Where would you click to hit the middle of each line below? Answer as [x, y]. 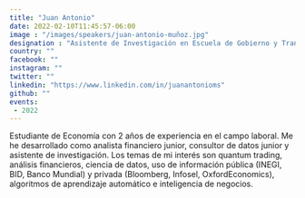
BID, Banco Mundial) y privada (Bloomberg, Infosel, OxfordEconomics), [142, 174]
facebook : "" [34, 60]
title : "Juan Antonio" [52, 18]
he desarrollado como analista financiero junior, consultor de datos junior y [149, 146]
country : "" [32, 52]
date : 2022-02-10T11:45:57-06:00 [73, 26]
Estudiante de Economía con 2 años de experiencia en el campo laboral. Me [151, 136]
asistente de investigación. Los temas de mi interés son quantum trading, [146, 156]
